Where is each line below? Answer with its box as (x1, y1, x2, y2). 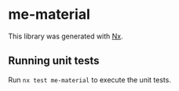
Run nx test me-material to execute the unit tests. (8, 75, 171, 84)
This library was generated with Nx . (8, 31, 123, 41)
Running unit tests (8, 54, 100, 67)
